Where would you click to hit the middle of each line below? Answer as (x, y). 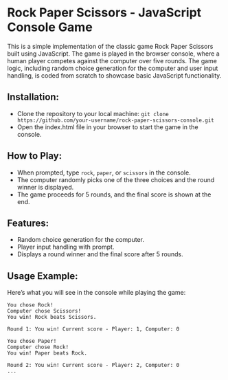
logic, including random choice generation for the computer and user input (113, 68)
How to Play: (35, 156)
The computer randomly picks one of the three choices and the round (116, 179)
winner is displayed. (45, 187)
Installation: (33, 97)
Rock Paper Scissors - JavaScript (104, 13)
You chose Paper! (32, 342)
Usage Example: (43, 276)
